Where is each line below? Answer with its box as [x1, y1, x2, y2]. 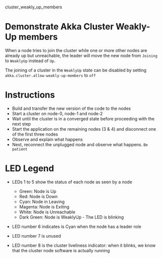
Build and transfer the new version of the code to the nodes [12, 105, 131, 111]
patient [12, 147, 28, 152]
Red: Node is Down [19, 193, 58, 199]
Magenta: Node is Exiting [19, 204, 70, 209]
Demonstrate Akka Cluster [5, 21, 114, 32]
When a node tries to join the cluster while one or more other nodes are [5, 47, 147, 53]
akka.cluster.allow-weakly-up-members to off [5, 72, 96, 78]
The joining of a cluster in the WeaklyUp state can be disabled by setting [5, 67, 147, 73]
